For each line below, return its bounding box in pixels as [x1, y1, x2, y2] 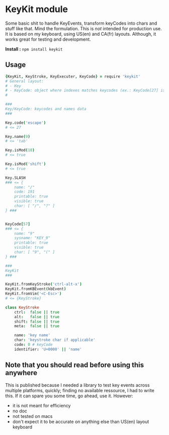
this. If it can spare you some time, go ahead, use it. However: [5, 393, 133, 399]
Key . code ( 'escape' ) [5, 120, 46, 125]
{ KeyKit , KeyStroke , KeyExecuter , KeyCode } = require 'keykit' [5, 74, 141, 79]
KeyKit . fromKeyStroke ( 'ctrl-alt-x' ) [5, 282, 82, 287]
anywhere [5, 369, 38, 377]
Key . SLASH [5, 175, 26, 180]
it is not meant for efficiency [12, 402, 71, 408]
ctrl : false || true [14, 310, 59, 315]
